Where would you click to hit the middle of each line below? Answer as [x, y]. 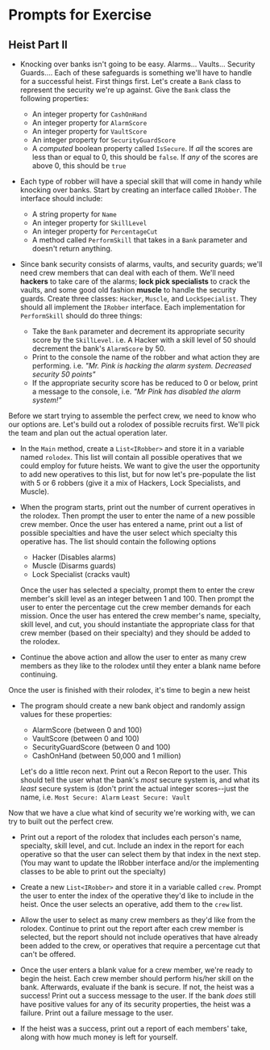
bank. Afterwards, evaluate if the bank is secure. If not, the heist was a [137, 987]
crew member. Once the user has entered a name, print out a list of [131, 524]
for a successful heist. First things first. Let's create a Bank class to [131, 81]
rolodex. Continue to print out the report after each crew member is [132, 928]
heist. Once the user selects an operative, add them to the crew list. [131, 904]
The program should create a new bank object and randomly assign [133, 706]
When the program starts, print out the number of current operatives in [137, 507]
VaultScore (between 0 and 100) [85, 738]
